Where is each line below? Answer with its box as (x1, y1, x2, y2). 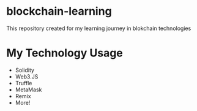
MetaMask (15, 86, 42, 93)
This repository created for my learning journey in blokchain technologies (6, 25, 191, 32)
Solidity (15, 66, 35, 74)
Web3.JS (15, 72, 39, 80)
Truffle (15, 79, 32, 86)
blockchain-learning (6, 4, 112, 18)
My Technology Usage (6, 46, 124, 60)
